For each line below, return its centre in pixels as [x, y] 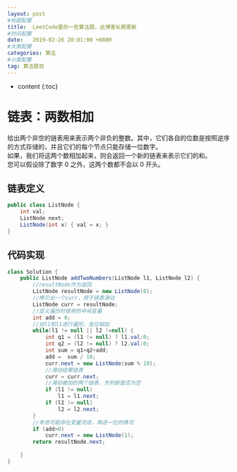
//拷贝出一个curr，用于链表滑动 [74, 298]
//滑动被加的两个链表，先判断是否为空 [93, 383]
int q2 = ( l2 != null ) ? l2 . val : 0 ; [97, 344]
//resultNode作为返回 [62, 285]
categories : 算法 [32, 54]
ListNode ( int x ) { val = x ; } [65, 225]
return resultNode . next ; [69, 442]
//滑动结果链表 [64, 370]
